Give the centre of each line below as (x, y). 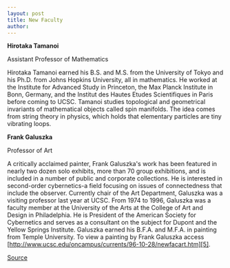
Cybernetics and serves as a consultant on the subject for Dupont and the (112, 223)
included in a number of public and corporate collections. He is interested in (115, 178)
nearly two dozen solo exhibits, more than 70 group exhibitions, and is (107, 171)
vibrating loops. (29, 124)
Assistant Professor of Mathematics (58, 59)
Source (17, 258)
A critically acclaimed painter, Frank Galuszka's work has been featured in (112, 164)
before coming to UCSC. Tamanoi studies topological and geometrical (106, 102)
